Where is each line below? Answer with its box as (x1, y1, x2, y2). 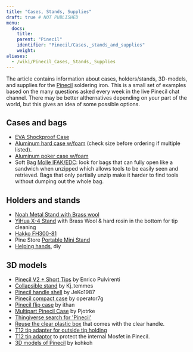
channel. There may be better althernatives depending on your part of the (6, 94, 188, 101)
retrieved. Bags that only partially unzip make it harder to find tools (14, 171, 179, 179)
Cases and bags (6, 118, 67, 128)
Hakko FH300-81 (14, 230, 57, 237)
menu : (6, 20, 20, 26)
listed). (14, 146, 32, 153)
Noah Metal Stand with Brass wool (14, 211, 99, 218)
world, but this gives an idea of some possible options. (6, 100, 141, 107)
